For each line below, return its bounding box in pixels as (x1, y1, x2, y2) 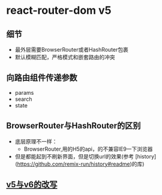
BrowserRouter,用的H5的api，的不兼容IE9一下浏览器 (23, 145, 153, 152)
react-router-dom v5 (6, 4, 112, 17)
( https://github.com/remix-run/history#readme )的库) (14, 160, 145, 167)
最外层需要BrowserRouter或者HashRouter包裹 (14, 46, 129, 53)
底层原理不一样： (14, 137, 58, 145)
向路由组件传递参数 (6, 73, 77, 83)
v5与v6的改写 (6, 179, 58, 190)
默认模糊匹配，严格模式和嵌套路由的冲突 (14, 53, 115, 61)
